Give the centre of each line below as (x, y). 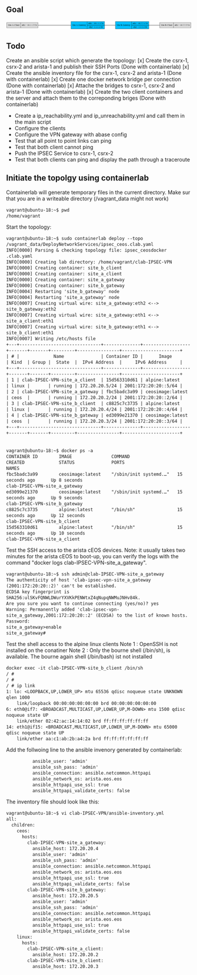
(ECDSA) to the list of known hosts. (142, 615)
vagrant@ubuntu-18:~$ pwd (38, 210)
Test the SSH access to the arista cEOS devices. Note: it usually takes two (96, 550)
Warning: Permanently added (41, 610)
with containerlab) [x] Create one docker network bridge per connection (94, 79)
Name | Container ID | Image (113, 356)
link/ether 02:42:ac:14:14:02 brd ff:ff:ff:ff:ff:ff (83, 721)
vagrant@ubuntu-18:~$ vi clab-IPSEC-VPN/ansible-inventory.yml (85, 813)
